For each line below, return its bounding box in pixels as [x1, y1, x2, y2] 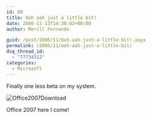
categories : [6, 59, 37, 66]
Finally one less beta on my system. [6, 82, 96, 89]
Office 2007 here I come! [6, 106, 69, 113]
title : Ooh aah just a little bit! [6, 15, 97, 21]
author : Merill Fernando [6, 26, 70, 32]
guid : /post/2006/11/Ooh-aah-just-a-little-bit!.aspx [6, 37, 147, 43]
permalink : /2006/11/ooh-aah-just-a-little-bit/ [6, 43, 132, 49]
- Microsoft [12, 65, 43, 72]
